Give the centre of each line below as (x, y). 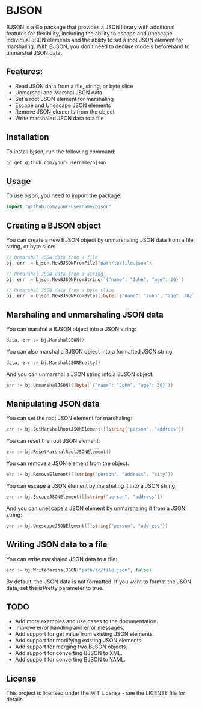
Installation (28, 137)
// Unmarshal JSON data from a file (52, 257)
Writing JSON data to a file (57, 545)
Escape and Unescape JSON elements (63, 105)
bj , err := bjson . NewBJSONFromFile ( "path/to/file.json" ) (79, 263)
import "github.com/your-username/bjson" (59, 207)
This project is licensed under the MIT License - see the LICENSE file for (96, 693)
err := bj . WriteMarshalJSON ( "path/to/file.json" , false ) (79, 570)
